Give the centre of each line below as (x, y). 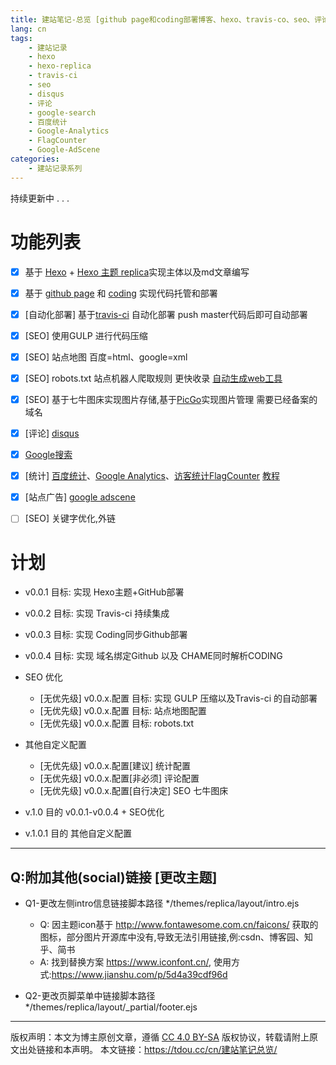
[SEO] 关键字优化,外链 (70, 518)
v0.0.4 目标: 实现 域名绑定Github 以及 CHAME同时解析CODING (153, 656)
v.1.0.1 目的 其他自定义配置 (78, 833)
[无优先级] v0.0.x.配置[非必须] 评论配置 (119, 778)
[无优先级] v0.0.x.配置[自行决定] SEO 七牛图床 (134, 791)
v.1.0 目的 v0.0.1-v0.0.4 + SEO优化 (94, 812)
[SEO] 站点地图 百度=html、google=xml (106, 357)
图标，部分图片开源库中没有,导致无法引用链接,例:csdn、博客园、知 (176, 937)
